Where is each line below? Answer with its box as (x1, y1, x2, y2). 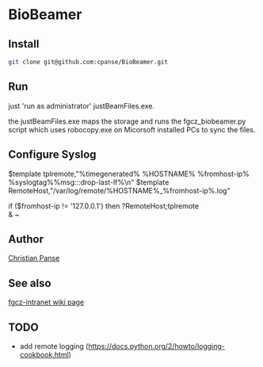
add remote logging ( (19, 341, 89, 350)
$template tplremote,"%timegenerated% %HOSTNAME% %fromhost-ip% (8, 169, 250, 178)
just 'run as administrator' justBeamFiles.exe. (8, 101, 155, 110)
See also (8, 276, 51, 290)
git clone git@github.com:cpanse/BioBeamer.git (8, 58, 169, 66)
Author (8, 232, 44, 246)
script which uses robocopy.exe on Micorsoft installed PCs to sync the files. (8, 124, 256, 134)
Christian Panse (8, 254, 60, 263)
